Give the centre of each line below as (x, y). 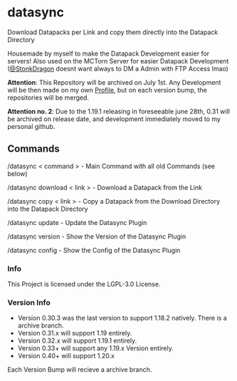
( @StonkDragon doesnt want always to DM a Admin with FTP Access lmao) (118, 68)
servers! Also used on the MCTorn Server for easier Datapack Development (118, 61)
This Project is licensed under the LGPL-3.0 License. (84, 284)
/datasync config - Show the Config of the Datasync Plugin (94, 250)
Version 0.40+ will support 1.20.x (66, 356)
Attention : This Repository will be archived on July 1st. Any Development (114, 82)
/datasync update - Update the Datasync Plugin (77, 222)
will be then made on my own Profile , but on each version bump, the (107, 90)
